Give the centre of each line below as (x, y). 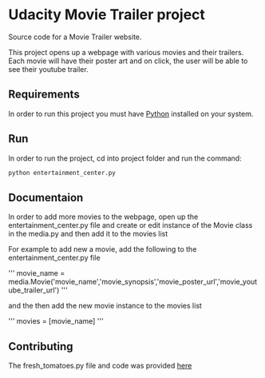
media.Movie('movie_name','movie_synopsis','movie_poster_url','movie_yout (133, 282)
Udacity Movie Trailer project (107, 15)
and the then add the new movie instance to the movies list (105, 306)
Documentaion (46, 197)
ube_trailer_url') (34, 290)
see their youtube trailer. (49, 69)
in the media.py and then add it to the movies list (88, 234)
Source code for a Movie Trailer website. (75, 37)
